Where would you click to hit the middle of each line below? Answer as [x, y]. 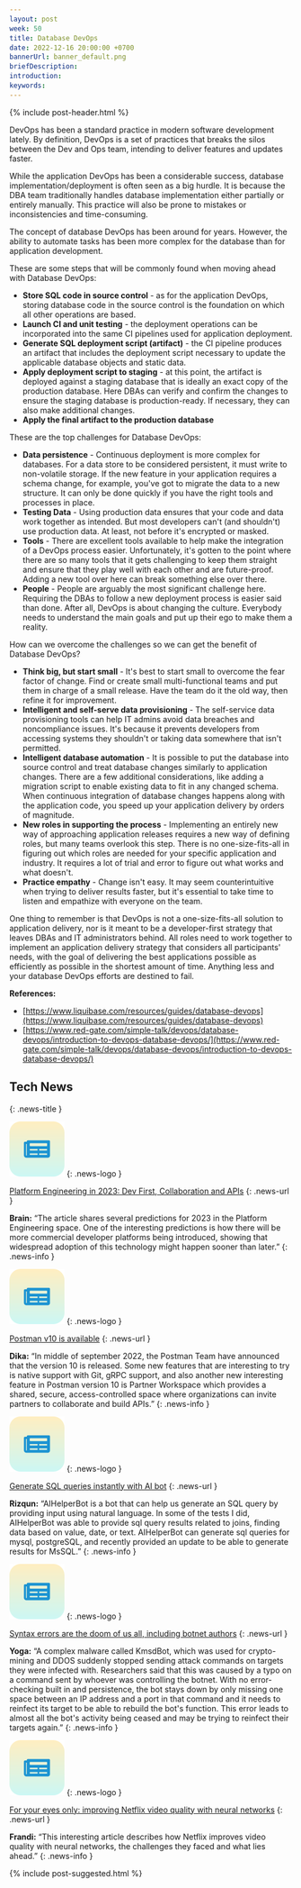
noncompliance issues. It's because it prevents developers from [141, 729]
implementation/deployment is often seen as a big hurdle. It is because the [147, 186]
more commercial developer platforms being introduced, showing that [138, 1237]
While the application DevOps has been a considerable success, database [147, 176]
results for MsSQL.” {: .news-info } [73, 1551]
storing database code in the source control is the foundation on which [153, 304]
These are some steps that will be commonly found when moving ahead [142, 268]
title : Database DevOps [54, 38]
